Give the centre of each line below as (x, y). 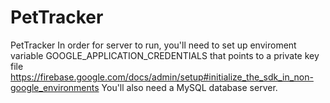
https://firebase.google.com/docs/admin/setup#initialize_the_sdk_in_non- (162, 77)
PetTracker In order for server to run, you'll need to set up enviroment (153, 45)
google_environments (55, 87)
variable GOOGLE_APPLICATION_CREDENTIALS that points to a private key (165, 55)
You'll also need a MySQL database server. (189, 87)
